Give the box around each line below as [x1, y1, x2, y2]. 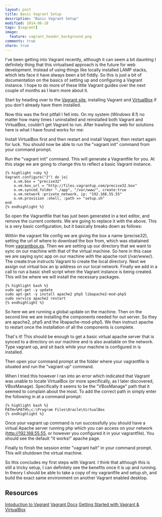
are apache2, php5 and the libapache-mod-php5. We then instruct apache [5, 319, 154, 325]
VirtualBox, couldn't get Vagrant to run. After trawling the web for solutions [5, 122, 154, 128]
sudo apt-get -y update [5, 287, 53, 292]
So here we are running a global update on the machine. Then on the [5, 308, 142, 314]
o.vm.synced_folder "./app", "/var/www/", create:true [14, 187, 127, 192]
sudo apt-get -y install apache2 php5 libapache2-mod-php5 [5, 291, 127, 296]
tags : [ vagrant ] [5, 25, 38, 30]
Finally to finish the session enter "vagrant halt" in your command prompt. [5, 445, 152, 451]
